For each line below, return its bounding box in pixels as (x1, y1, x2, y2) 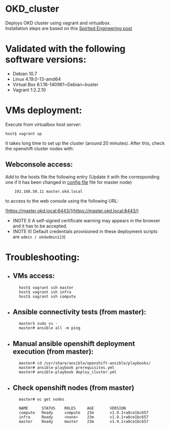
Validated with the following (5, 43, 126, 55)
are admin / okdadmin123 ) (12, 234, 66, 240)
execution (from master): (12, 347, 94, 356)
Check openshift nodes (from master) (12, 383, 134, 392)
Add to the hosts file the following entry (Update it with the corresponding (5, 174, 160, 180)
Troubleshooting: (5, 251, 80, 263)
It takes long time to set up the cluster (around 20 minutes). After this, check (5, 140, 165, 146)
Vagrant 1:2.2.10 (12, 87, 46, 93)
